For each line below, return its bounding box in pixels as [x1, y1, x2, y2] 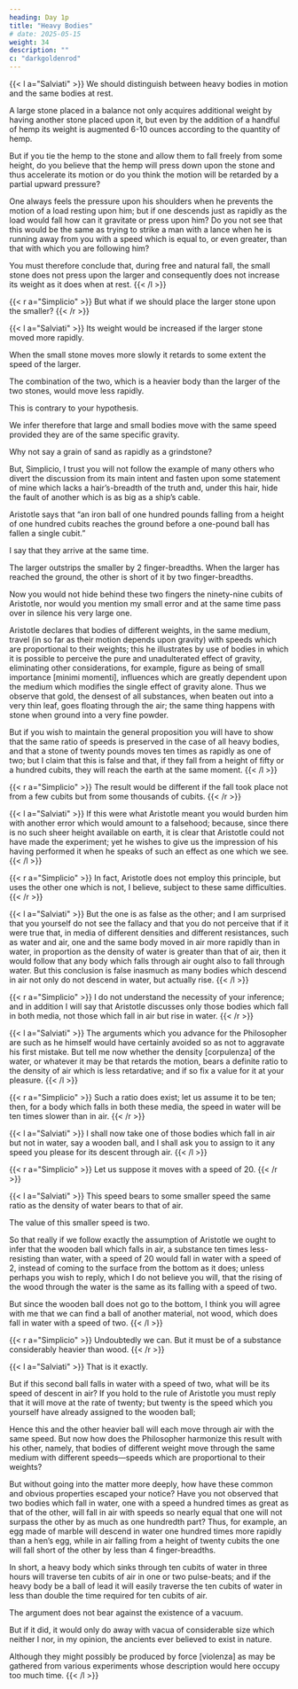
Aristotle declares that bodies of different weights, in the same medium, [9, 625, 271, 635]
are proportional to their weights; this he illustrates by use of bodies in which [9, 644, 289, 654]
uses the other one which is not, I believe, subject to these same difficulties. [9, 882, 286, 892]
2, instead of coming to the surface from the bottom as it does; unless [9, 1263, 264, 1273]
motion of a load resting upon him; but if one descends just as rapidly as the [9, 206, 287, 215]
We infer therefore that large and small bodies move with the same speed [9, 420, 278, 430]
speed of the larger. [9, 359, 82, 369]
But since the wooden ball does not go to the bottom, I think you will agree [9, 1299, 281, 1309]
